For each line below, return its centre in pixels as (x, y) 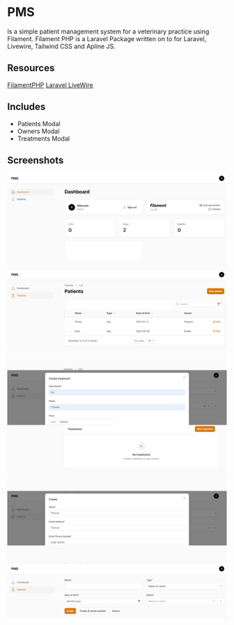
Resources (31, 68)
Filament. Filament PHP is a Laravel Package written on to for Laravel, (107, 38)
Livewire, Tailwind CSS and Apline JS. (62, 46)
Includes (26, 107)
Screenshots (36, 160)
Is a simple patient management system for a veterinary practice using (108, 31)
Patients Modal (39, 123)
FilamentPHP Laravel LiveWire (50, 85)
